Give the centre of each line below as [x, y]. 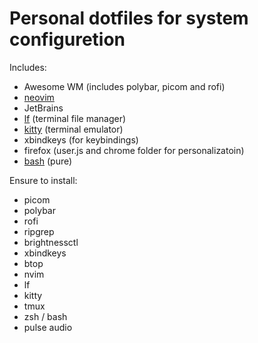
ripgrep [39, 231]
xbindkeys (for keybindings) [81, 139]
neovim [39, 97]
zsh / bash [45, 316]
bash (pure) [48, 161]
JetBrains [43, 108]
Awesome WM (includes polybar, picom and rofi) [124, 86]
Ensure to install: [43, 180]
